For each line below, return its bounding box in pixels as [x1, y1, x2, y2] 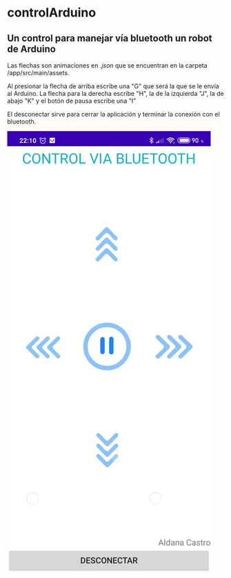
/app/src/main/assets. [7, 69, 70, 77]
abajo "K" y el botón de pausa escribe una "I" [7, 97, 137, 105]
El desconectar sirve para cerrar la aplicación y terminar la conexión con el [7, 110, 220, 118]
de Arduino [7, 43, 57, 54]
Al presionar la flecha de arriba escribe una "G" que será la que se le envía [7, 82, 219, 90]
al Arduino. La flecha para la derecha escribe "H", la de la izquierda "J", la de [7, 90, 224, 97]
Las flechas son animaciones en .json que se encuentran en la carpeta [7, 61, 208, 70]
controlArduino [7, 5, 97, 21]
